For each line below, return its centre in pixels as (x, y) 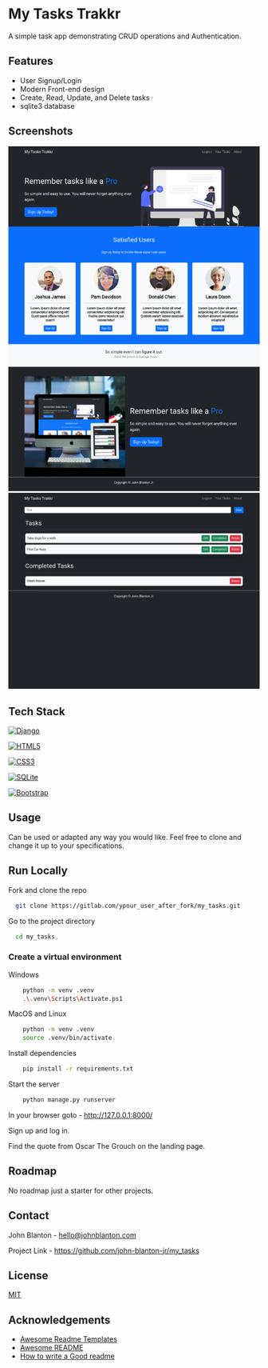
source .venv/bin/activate (67, 1038)
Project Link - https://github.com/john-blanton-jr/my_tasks (104, 1250)
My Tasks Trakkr (65, 14)
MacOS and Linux (37, 1014)
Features (31, 61)
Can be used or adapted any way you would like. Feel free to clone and (125, 837)
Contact (29, 1216)
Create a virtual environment (65, 957)
